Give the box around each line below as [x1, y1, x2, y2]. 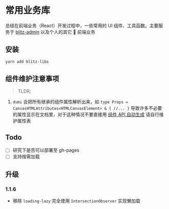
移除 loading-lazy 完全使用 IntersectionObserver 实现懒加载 [12, 198, 140, 204]
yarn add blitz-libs [5, 59, 50, 64]
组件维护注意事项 [5, 74, 59, 83]
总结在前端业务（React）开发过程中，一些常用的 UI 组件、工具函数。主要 [5, 22, 159, 29]
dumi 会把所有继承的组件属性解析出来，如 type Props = [12, 99, 129, 105]
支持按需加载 [12, 153, 40, 160]
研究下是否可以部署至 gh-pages [12, 147, 80, 153]
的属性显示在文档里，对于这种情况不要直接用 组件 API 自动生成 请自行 [12, 112, 159, 118]
